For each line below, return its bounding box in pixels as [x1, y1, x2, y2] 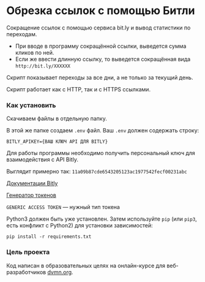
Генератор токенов [6, 191, 56, 199]
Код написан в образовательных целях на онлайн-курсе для [6, 262, 165, 269]
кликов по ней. [15, 48, 54, 56]
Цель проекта [6, 248, 50, 256]
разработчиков [6, 268, 47, 276]
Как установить [6, 101, 56, 109]
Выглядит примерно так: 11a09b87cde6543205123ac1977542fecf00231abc [6, 168, 188, 175]
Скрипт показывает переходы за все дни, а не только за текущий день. [6, 74, 193, 81]
